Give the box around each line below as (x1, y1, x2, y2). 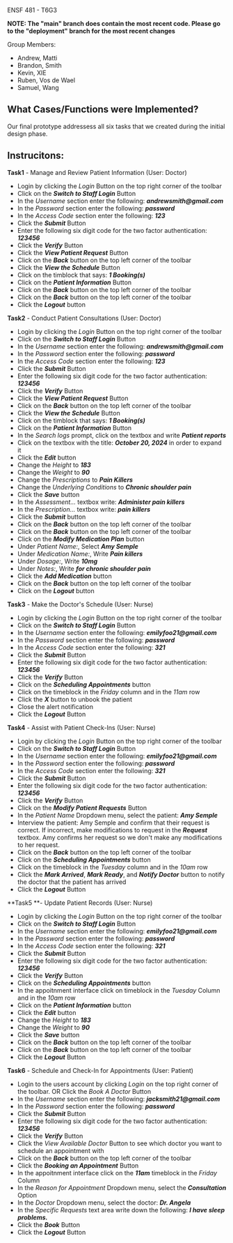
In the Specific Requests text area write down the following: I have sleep (17, 1205, 225, 1214)
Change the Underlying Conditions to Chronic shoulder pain (17, 482, 192, 491)
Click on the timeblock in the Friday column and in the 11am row (17, 687, 200, 696)
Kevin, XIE (17, 69, 47, 77)
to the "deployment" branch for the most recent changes (7, 27, 176, 35)
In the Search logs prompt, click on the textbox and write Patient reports (17, 431, 227, 439)
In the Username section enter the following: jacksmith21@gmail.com (17, 1095, 220, 1103)
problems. (17, 1213, 48, 1221)
